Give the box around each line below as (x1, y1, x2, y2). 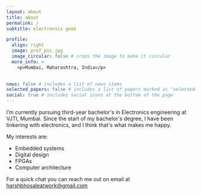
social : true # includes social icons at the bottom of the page (6, 92, 173, 98)
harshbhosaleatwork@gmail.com (6, 182, 88, 189)
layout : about (6, 8, 42, 15)
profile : (6, 37, 28, 43)
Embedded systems (14, 145, 64, 152)
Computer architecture (14, 164, 72, 171)
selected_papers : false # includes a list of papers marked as (6, 87, 168, 93)
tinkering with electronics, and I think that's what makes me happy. (6, 122, 171, 128)
